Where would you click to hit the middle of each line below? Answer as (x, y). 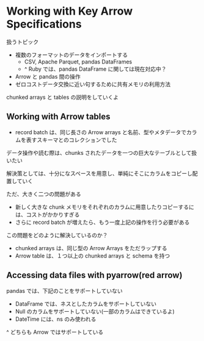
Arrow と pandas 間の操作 (48, 76)
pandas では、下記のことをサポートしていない (65, 290)
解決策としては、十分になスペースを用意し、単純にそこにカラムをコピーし (99, 173)
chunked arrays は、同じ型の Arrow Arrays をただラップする (91, 248)
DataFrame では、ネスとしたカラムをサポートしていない (86, 304)
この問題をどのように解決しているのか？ (57, 235)
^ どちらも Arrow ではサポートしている (55, 332)
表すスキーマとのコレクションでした (71, 140)
